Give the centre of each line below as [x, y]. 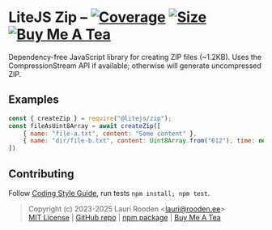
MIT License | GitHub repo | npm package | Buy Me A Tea [124, 217]
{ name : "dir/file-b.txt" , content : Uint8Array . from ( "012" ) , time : [139, 141]
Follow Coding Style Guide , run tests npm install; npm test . [109, 193]
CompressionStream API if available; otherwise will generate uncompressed [135, 66]
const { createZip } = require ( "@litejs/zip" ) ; [90, 118]
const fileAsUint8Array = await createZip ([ [85, 126]
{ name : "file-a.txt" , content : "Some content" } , [110, 134]
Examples [34, 100]
